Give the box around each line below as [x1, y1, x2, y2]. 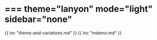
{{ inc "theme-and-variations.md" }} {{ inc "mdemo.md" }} [4, 30, 122, 36]
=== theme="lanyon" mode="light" [4, 3, 153, 15]
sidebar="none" [4, 14, 73, 25]
